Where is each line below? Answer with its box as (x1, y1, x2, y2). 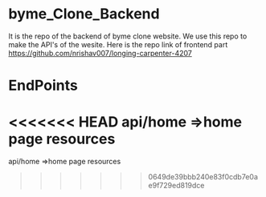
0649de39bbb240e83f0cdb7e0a (148, 172, 259, 182)
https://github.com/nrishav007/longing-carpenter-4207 (8, 48, 193, 58)
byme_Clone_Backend (8, 5, 160, 23)
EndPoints (8, 77, 78, 94)
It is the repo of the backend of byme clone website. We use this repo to (8, 31, 248, 41)
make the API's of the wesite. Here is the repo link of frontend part (8, 39, 228, 49)
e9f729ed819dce (148, 181, 205, 191)
